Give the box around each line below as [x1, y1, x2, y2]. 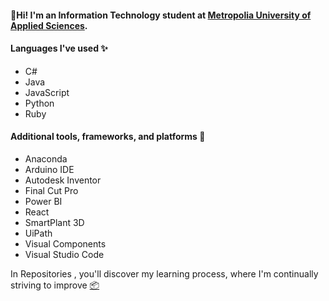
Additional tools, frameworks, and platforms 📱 [10, 131, 206, 143]
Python [24, 97, 55, 109]
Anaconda [24, 153, 68, 165]
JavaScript [24, 86, 70, 98]
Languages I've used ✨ [10, 42, 108, 55]
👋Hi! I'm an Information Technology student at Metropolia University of [10, 9, 312, 21]
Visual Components [24, 238, 107, 250]
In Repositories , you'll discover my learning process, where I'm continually [10, 268, 319, 280]
